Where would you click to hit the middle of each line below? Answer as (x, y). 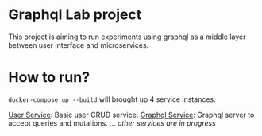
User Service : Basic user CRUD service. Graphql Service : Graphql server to (131, 115)
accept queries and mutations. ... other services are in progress (112, 123)
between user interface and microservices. (79, 45)
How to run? (49, 78)
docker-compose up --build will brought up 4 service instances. (112, 99)
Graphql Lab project (75, 15)
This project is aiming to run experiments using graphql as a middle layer (127, 37)
